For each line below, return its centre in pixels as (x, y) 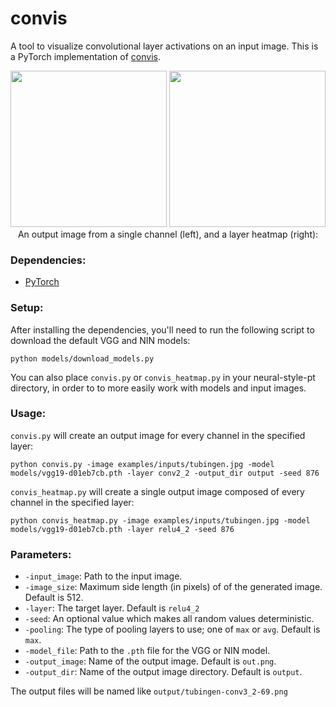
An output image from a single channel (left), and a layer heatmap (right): (168, 234)
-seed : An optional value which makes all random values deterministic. (169, 619)
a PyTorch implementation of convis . (85, 56)
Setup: (27, 308)
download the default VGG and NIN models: (100, 340)
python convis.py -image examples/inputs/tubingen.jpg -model (142, 464)
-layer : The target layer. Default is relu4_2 (112, 608)
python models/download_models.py (82, 358)
